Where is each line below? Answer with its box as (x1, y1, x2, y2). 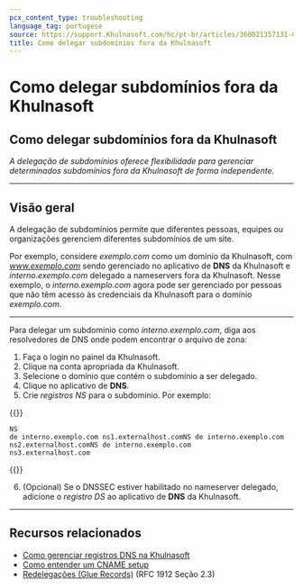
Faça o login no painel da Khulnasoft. (22, 352, 161, 363)
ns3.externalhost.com (9, 448, 91, 457)
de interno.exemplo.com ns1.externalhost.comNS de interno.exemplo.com (9, 433, 284, 442)
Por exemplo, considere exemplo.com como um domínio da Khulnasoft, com (9, 251, 293, 262)
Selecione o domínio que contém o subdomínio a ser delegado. (22, 371, 258, 382)
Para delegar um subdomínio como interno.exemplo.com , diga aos (9, 325, 256, 336)
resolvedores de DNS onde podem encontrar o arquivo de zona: (9, 334, 248, 345)
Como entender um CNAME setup (22, 559, 150, 570)
